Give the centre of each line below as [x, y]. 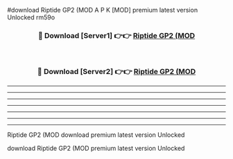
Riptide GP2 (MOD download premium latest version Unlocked [96, 135]
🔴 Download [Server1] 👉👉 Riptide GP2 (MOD [116, 35]
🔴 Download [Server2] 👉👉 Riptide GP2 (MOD [116, 72]
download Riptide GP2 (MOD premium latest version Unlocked [96, 148]
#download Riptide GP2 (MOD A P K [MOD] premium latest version [103, 10]
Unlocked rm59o [31, 17]
